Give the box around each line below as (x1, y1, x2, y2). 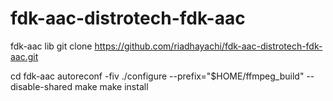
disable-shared (10, 80, 73, 92)
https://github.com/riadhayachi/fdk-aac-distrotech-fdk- (94, 40, 323, 52)
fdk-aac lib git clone (10, 40, 93, 52)
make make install (74, 80, 149, 92)
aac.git (10, 50, 39, 62)
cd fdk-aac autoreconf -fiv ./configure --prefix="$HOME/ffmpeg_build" (10, 70, 305, 82)
